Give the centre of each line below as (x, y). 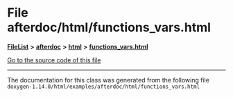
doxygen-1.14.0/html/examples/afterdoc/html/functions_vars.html (103, 87)
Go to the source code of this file (54, 60)
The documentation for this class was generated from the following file (109, 80)
